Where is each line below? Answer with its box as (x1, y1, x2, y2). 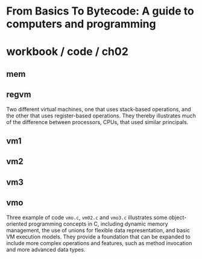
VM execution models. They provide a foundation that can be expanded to (6, 233, 191, 240)
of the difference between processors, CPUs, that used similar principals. (6, 118, 189, 125)
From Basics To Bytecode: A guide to (6, 4, 194, 18)
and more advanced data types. (6, 246, 86, 253)
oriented (6, 220, 27, 228)
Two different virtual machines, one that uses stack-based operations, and (6, 105, 191, 113)
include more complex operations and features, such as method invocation (6, 239, 192, 246)
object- (168, 214, 187, 221)
